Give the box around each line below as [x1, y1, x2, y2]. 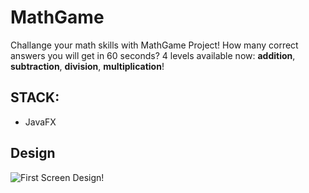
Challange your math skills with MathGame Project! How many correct [10, 39, 299, 51]
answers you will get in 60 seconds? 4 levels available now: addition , [10, 49, 296, 61]
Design [10, 145, 56, 162]
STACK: [10, 89, 60, 106]
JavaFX [24, 116, 57, 128]
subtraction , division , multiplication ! [10, 60, 165, 72]
